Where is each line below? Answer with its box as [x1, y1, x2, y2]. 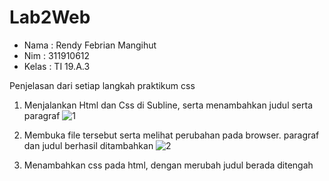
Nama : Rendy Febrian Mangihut [23, 39, 157, 51]
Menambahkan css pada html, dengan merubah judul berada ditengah [23, 159, 314, 171]
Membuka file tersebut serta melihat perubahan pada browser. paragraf [23, 129, 320, 141]
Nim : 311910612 [23, 49, 91, 61]
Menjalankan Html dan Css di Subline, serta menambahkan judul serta [23, 99, 314, 111]
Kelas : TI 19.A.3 [23, 60, 91, 72]
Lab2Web [9, 6, 91, 29]
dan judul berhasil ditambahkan [23, 139, 154, 151]
